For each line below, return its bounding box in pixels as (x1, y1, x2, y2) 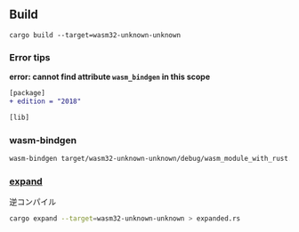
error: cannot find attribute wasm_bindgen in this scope (9, 71, 211, 83)
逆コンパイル (9, 196, 56, 207)
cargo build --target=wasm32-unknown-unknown (9, 30, 181, 39)
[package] (9, 89, 46, 98)
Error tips (9, 51, 51, 63)
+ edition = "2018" (9, 97, 82, 106)
